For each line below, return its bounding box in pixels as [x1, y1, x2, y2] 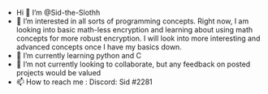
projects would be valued [15, 68, 102, 77]
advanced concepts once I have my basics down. [15, 42, 183, 52]
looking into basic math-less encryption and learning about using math [15, 25, 253, 34]
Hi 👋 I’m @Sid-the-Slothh [15, 8, 101, 17]
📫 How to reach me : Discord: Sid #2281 [15, 77, 153, 87]
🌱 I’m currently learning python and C [15, 51, 142, 60]
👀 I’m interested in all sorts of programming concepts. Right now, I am [15, 16, 249, 26]
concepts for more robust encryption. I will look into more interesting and [15, 33, 261, 43]
